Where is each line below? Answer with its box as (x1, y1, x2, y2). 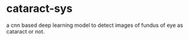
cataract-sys (6, 2, 73, 16)
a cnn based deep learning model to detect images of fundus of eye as (6, 21, 184, 29)
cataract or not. (6, 27, 45, 35)
